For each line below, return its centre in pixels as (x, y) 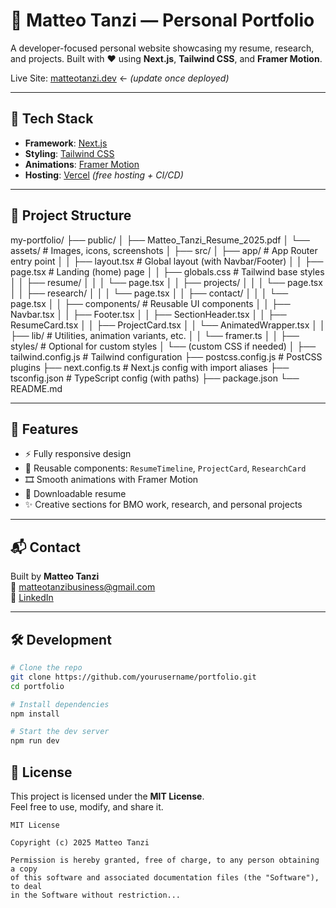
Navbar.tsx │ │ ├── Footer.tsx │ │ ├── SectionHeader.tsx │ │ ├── (148, 314)
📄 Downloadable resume (75, 494)
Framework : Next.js (66, 143)
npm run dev (35, 741)
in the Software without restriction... (96, 895)
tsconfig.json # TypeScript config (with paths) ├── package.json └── (155, 378)
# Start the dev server (60, 732)
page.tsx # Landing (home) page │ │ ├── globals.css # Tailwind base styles (167, 271)
